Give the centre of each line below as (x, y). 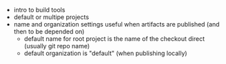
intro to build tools (39, 10)
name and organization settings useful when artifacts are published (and (116, 24)
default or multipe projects (51, 17)
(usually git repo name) (57, 46)
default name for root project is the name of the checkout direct (114, 39)
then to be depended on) (49, 31)
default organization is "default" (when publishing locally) (105, 53)
